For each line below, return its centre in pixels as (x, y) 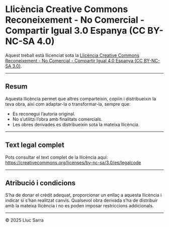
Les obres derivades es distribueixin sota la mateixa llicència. (76, 124)
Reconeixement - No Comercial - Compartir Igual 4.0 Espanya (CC (74, 60)
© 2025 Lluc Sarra (24, 220)
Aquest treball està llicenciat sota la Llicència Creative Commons (72, 55)
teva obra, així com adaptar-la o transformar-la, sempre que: (68, 104)
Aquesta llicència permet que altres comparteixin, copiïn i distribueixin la (81, 99)
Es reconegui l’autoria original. (44, 114)
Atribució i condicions (40, 183)
